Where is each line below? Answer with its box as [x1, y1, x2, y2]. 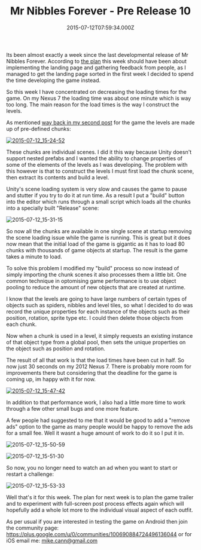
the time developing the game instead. [6, 77, 101, 84]
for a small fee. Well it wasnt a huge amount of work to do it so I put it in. [6, 429, 184, 436]
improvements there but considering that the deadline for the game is [6, 369, 178, 376]
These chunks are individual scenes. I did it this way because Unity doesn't [6, 148, 192, 155]
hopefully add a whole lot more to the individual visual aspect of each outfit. [6, 506, 193, 514]
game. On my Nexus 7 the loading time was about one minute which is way [6, 94, 191, 102]
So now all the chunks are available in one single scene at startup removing [6, 227, 192, 234]
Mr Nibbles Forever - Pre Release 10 [10, 4, 191, 18]
